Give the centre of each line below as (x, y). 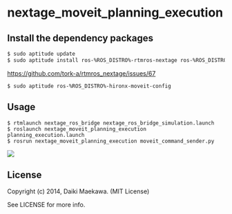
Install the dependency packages (80, 38)
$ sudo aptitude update (41, 54)
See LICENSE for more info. (46, 205)
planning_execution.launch (46, 135)
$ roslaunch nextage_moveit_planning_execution (77, 129)
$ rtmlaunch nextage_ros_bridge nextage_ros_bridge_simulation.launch (111, 123)
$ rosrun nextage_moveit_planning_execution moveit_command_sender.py (111, 141)
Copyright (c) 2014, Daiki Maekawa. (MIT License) (78, 191)
